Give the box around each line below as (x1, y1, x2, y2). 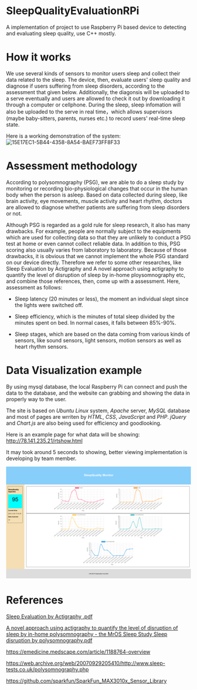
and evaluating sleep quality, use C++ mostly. (6, 29, 116, 36)
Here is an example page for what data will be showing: (6, 431, 140, 438)
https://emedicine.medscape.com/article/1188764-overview (6, 648, 151, 655)
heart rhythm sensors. (14, 343, 69, 350)
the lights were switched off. (14, 301, 83, 308)
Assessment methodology (6, 159, 138, 173)
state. (6, 121, 20, 128)
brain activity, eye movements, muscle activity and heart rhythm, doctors (6, 197, 183, 204)
